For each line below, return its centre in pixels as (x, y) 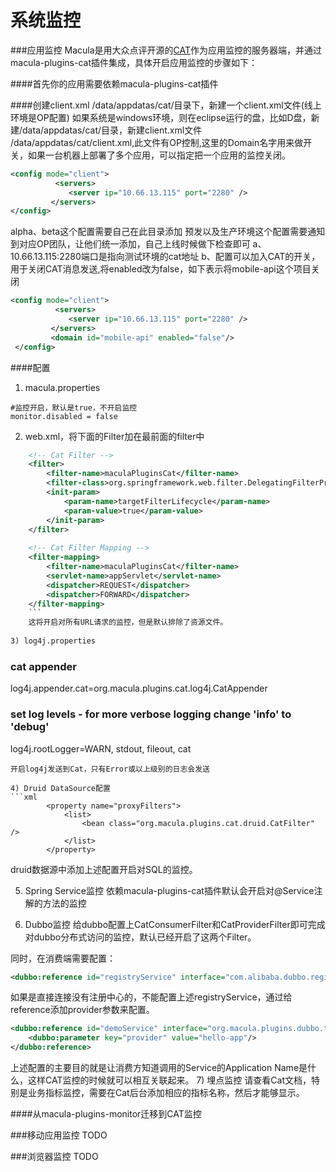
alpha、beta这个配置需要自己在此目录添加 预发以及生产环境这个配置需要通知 (168, 232)
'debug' (30, 727)
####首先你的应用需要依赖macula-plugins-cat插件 (114, 83)
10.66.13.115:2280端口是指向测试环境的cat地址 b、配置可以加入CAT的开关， (165, 257)
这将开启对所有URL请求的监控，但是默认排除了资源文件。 (128, 622)
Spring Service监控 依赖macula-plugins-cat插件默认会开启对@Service (169, 890)
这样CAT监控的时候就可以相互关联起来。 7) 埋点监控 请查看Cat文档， (169, 1080)
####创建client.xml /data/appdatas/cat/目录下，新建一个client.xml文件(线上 (166, 105)
